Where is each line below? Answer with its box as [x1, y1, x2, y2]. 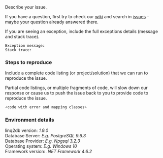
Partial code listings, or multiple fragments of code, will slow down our [5, 85, 148, 91]
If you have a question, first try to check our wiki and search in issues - [5, 14, 149, 19]
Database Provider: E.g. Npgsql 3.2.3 [5, 138, 80, 144]
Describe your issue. [5, 4, 47, 10]
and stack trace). [5, 34, 40, 39]
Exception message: [5, 43, 45, 48]
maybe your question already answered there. [5, 19, 98, 25]
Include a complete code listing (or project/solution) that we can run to [5, 70, 148, 76]
